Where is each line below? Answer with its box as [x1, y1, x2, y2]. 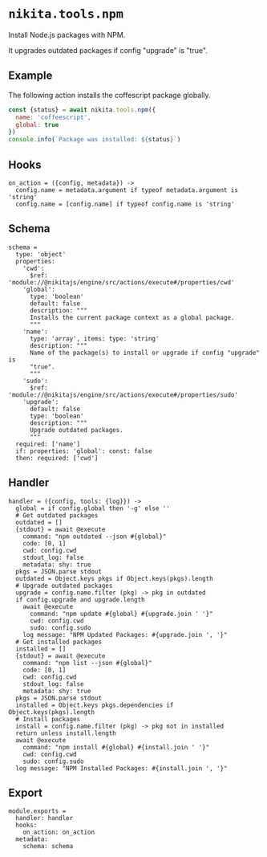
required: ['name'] [15, 440, 81, 448]
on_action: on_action [22, 828, 95, 837]
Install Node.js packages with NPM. [8, 30, 126, 39]
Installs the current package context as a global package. [29, 313, 235, 321]
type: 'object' [15, 250, 67, 259]
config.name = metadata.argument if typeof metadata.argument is [15, 186, 239, 194]
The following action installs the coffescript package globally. [8, 90, 211, 100]
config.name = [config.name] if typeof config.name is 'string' [15, 200, 235, 208]
